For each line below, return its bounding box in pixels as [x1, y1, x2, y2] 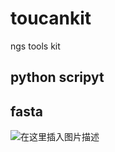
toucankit [10, 7, 92, 30]
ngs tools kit [10, 40, 61, 52]
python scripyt [10, 69, 105, 86]
